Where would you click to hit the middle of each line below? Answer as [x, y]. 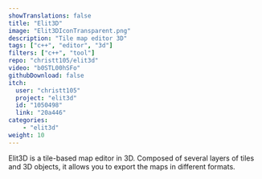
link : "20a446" [41, 113]
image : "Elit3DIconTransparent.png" [70, 31]
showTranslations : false [50, 16]
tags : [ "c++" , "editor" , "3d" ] [61, 46]
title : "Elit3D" [35, 23]
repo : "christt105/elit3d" [53, 61]
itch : [17, 83]
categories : [28, 120]
